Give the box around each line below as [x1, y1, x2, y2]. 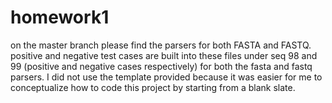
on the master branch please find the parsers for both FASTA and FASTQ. [10, 39, 312, 51]
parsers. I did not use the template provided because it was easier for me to [10, 71, 323, 83]
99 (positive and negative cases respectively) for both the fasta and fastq [10, 60, 313, 72]
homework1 [10, 6, 110, 29]
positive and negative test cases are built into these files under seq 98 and [10, 49, 318, 61]
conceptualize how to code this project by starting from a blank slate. [10, 81, 296, 93]
